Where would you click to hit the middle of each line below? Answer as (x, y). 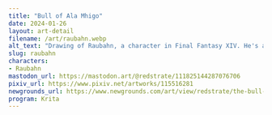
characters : (28, 62)
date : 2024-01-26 (38, 23)
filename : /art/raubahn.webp (57, 38)
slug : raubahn (32, 53)
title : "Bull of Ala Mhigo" (56, 16)
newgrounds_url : (36, 91)
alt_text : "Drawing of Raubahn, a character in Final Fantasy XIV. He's (134, 46)
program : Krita (34, 99)
